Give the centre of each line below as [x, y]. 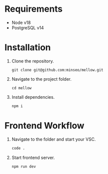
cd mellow [22, 88]
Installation [28, 48]
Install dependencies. [33, 97]
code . [18, 148]
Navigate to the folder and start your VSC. [54, 139]
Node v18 [21, 22]
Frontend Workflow [45, 125]
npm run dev [24, 166]
